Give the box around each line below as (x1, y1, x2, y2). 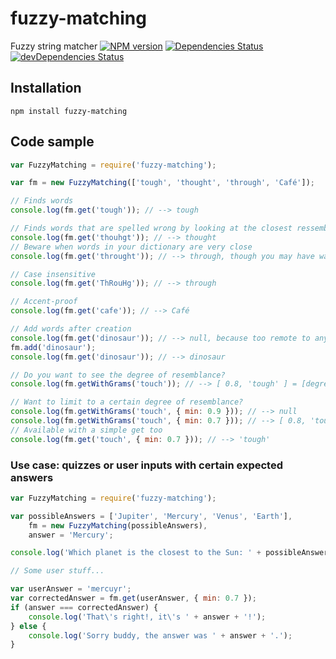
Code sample (10, 133, 95, 151)
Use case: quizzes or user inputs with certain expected (10, 458, 283, 472)
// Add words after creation (10, 324, 132, 334)
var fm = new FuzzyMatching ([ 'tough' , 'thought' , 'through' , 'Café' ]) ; (10, 178, 316, 188)
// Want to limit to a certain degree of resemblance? (10, 397, 244, 407)
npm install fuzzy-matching (10, 106, 128, 116)
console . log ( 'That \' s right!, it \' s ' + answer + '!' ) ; (28, 612, 267, 622)
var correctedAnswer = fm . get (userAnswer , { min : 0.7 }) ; (10, 593, 257, 604)
